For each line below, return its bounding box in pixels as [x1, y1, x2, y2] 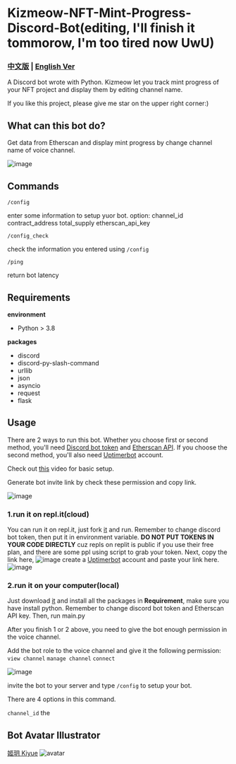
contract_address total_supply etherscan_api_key [7, 219, 150, 228]
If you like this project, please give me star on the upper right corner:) [7, 99, 209, 107]
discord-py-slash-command [17, 358, 100, 367]
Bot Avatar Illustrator [7, 729, 101, 741]
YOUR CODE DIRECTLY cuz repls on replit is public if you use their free [7, 541, 214, 549]
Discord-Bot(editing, [7, 20, 130, 36]
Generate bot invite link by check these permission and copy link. [7, 478, 197, 486]
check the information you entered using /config [7, 245, 149, 254]
